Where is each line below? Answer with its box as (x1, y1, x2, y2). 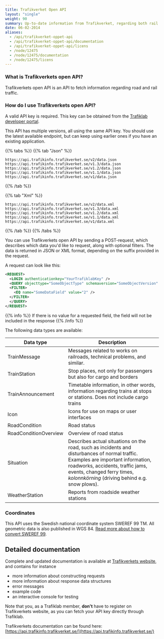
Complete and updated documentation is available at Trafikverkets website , (5, 558, 157, 564)
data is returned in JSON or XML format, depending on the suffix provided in (5, 247, 159, 253)
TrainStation (7, 370, 36, 377)
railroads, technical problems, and (68, 353, 146, 360)
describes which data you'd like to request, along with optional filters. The (5, 242, 154, 248)
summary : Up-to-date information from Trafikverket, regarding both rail (5, 21, 159, 26)
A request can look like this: (5, 262, 61, 268)
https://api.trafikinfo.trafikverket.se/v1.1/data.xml (5, 215, 119, 220)
